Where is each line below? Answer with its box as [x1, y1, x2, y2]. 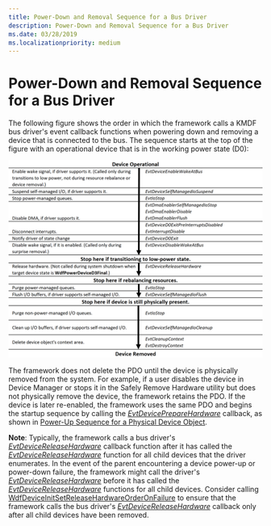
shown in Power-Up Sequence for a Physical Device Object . [8, 417, 208, 427]
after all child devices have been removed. [8, 510, 149, 520]
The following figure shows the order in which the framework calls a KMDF [8, 118, 257, 128]
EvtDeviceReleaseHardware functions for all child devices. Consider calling [8, 484, 260, 494]
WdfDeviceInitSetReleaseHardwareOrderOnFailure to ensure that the [8, 493, 236, 503]
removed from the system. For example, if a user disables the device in [8, 374, 244, 384]
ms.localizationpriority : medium [8, 39, 121, 47]
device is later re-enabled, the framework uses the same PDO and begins [8, 400, 252, 410]
